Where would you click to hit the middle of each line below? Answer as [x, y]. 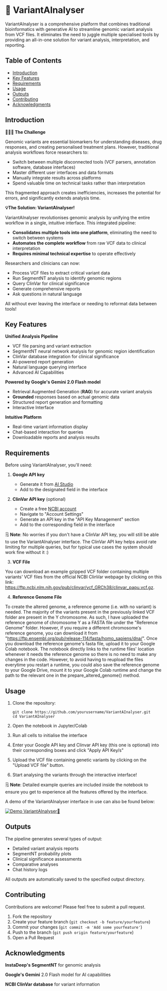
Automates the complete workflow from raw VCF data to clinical [79, 243]
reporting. [15, 45]
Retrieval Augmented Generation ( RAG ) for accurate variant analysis [82, 392]
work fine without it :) [27, 552]
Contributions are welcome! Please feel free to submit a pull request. [75, 906]
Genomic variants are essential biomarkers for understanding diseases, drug [83, 142]
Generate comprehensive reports [46, 288]
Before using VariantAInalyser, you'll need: [48, 465]
